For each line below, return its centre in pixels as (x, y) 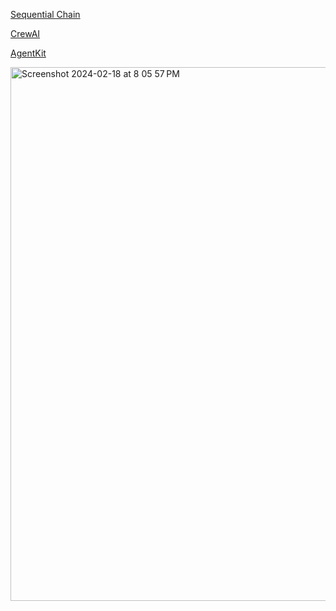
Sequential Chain (45, 14)
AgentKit (28, 53)
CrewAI (25, 33)
